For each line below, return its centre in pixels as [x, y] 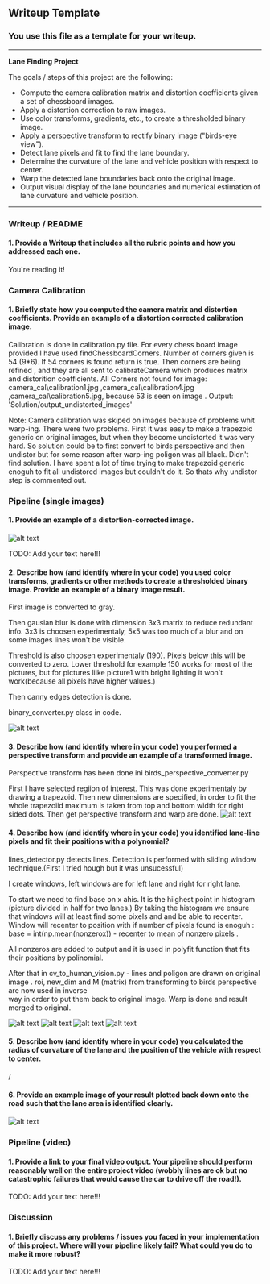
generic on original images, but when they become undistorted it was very [131, 437]
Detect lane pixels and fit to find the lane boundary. [105, 152]
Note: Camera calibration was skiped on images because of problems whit [132, 420]
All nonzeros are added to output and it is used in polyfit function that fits [129, 949]
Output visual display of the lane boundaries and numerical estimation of [140, 187]
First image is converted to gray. [62, 607]
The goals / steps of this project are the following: [90, 77]
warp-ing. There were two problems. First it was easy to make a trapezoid [131, 428]
